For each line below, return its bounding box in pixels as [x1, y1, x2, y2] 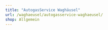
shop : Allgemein [5, 17, 40, 22]
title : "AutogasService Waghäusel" [5, 7, 81, 13]
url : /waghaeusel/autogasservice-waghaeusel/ [5, 12, 103, 17]
